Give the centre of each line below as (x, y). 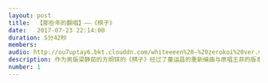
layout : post (30, 15)
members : (23, 45)
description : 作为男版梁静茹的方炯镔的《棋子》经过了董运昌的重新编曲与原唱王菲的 (130, 60)
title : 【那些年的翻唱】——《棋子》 (62, 23)
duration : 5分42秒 (37, 38)
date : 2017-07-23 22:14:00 (57, 30)
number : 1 (25, 67)
